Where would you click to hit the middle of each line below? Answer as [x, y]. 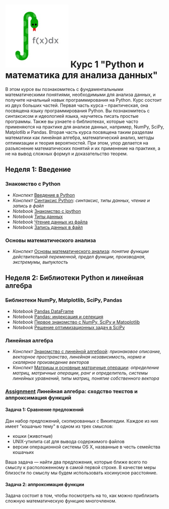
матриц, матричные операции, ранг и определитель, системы [80, 373]
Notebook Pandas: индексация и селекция [58, 316]
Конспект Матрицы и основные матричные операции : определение [86, 367]
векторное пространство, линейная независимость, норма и [79, 357]
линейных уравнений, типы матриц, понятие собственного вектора [86, 378]
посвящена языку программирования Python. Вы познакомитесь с [77, 111]
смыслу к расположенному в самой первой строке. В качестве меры [81, 468]
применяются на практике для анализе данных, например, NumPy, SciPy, [85, 127]
